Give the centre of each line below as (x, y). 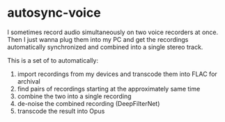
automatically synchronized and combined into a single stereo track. (105, 47)
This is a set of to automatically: (53, 60)
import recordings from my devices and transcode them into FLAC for (117, 74)
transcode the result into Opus (61, 111)
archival (29, 81)
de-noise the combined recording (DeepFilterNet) (88, 103)
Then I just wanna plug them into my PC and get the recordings (98, 39)
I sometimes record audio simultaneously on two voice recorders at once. (113, 32)
